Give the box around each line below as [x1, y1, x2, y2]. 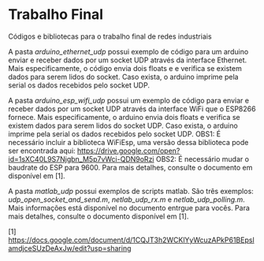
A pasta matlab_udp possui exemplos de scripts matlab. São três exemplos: [8, 186, 254, 196]
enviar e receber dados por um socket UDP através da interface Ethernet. [8, 55, 247, 65]
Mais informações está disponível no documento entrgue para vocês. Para [8, 203, 251, 212]
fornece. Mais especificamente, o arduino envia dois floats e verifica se [8, 112, 240, 121]
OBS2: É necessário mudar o [155, 154, 250, 163]
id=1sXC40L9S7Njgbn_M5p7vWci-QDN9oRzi [8, 154, 155, 163]
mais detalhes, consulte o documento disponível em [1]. [8, 211, 189, 221]
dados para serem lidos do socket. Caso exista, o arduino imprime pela [8, 72, 239, 81]
